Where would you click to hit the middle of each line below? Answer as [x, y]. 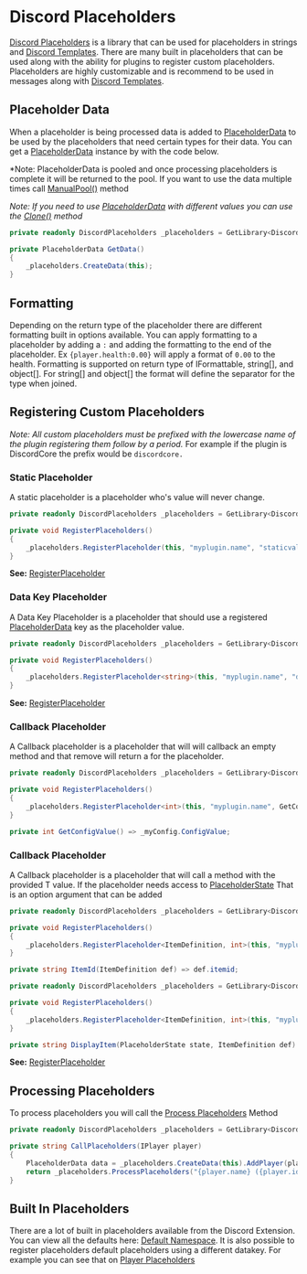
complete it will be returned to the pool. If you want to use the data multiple [151, 178]
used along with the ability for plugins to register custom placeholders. [143, 61]
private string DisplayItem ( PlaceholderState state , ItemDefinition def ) [153, 1044]
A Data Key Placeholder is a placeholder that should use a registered [138, 617]
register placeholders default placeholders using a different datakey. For [145, 1250]
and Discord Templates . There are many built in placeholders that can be [146, 51]
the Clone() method [46, 216]
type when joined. [43, 383]
